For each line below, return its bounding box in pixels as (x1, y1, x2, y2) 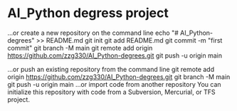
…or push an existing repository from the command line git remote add (7, 65, 215, 73)
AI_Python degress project (7, 5, 169, 21)
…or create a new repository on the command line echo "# (7, 28, 179, 37)
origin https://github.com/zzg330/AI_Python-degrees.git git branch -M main (7, 73, 231, 81)
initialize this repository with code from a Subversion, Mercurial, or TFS (7, 88, 216, 96)
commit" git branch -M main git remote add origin (7, 43, 153, 52)
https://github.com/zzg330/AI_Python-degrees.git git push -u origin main (7, 51, 223, 60)
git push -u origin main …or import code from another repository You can (7, 80, 222, 88)
